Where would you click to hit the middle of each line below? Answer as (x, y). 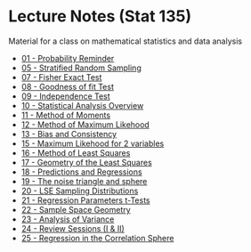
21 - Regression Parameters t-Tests (85, 200)
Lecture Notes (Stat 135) (100, 16)
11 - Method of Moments (66, 115)
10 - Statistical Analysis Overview (82, 105)
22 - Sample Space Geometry (76, 209)
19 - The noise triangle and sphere (84, 181)
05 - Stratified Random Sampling (81, 68)
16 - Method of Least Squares (76, 152)
